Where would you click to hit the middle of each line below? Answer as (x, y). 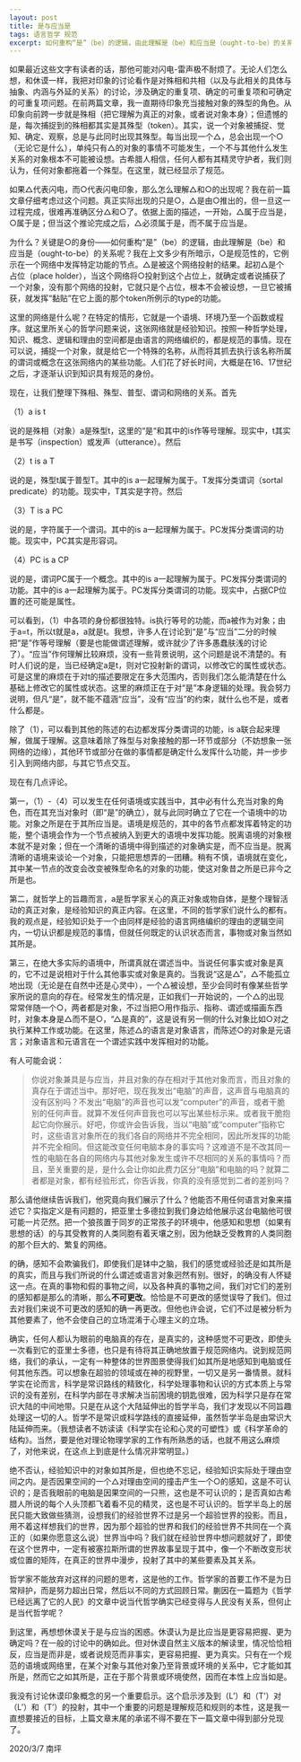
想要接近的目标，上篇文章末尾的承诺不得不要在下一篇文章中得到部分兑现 (150, 1718)
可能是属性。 (56, 602)
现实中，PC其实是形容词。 (73, 541)
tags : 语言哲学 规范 (43, 34)
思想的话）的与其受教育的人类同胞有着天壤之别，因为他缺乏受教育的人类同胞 (150, 1233)
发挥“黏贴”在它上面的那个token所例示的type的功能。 (129, 298)
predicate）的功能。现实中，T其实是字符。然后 (96, 491)
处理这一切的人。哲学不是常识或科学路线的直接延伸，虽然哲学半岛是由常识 (146, 1418)
